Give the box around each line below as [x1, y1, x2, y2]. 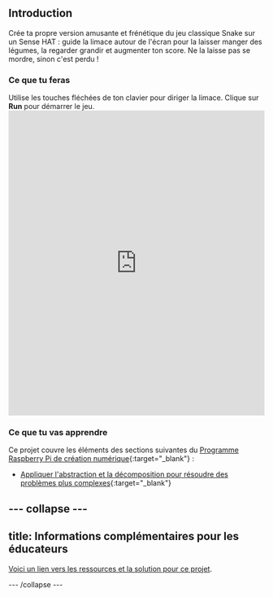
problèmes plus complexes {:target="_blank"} [19, 478, 172, 488]
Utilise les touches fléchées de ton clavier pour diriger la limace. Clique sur [8, 93, 259, 102]
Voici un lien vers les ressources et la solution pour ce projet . [8, 564, 213, 573]
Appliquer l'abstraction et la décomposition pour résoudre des [19, 469, 229, 479]
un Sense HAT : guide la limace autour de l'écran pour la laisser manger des [8, 37, 262, 46]
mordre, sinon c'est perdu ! [8, 54, 99, 63]
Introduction [8, 7, 73, 20]
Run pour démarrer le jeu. [8, 102, 95, 111]
